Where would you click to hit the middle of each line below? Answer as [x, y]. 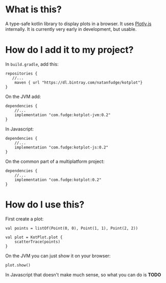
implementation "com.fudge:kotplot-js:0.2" [62, 147]
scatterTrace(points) [37, 242]
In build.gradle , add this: [32, 64]
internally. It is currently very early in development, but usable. [71, 29]
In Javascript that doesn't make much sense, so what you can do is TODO [83, 275]
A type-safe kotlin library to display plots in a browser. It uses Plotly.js [78, 24]
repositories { [21, 73]
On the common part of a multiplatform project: [55, 161]
